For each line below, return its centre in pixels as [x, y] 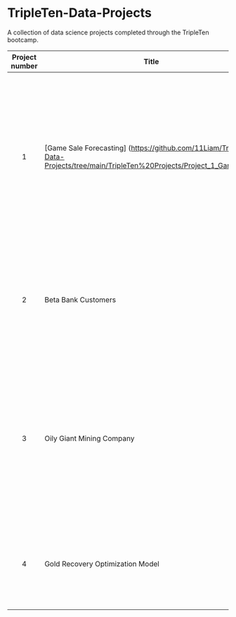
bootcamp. [23, 39]
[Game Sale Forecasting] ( [88, 147]
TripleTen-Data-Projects [80, 13]
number [24, 66]
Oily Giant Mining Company [90, 438]
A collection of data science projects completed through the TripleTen [108, 32]
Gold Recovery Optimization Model [102, 564]
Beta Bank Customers [80, 300]
